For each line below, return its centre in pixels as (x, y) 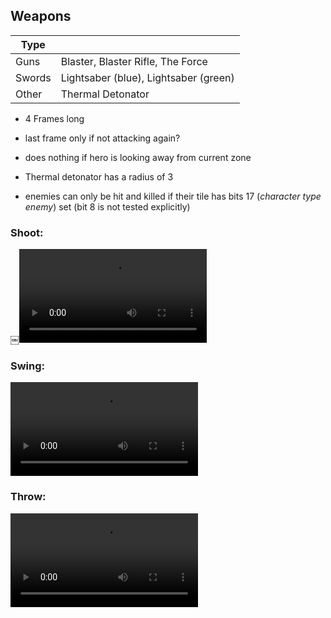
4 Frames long (54, 118)
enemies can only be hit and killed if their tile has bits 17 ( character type (173, 196)
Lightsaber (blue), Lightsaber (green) (147, 77)
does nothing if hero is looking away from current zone (138, 157)
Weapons (41, 16)
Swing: (28, 366)
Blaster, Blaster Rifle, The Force (134, 61)
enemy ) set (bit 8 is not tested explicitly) (107, 206)
